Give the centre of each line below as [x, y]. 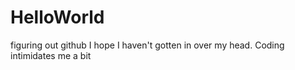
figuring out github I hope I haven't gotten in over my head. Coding [147, 45]
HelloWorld [57, 17]
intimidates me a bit [51, 55]
